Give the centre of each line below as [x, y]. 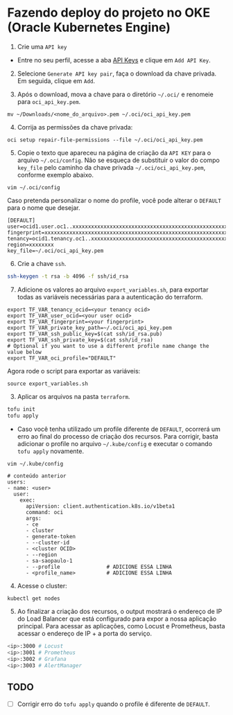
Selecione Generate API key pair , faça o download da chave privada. [117, 73]
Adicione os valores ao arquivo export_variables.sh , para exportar [113, 290]
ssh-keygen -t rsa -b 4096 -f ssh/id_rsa [68, 276]
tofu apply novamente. [51, 451]
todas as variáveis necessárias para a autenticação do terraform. [110, 297]
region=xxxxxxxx [31, 245]
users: [17, 482]
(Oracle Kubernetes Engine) [89, 27]
